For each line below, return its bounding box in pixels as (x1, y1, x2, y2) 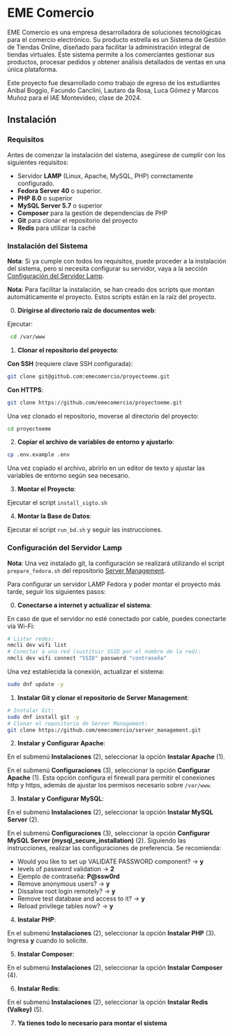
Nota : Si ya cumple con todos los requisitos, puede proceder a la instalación (7, 256, 227, 265)
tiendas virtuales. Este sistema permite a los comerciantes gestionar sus (7, 50, 215, 59)
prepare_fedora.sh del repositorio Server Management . (7, 566, 166, 574)
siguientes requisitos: (7, 158, 68, 166)
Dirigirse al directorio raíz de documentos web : (17, 306, 157, 314)
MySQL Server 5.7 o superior (17, 201, 103, 210)
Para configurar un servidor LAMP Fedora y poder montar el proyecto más (7, 580, 221, 588)
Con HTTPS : (7, 386, 44, 394)
